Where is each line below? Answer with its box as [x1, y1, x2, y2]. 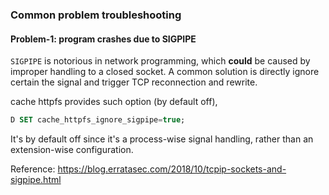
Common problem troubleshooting [10, 8, 182, 22]
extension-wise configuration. [10, 144, 134, 155]
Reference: [10, 163, 56, 175]
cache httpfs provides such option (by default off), [10, 96, 218, 108]
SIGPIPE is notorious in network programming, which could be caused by [10, 55, 311, 67]
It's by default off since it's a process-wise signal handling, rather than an [10, 133, 314, 145]
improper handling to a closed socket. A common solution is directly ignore [10, 66, 320, 78]
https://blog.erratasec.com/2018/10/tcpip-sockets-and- [57, 163, 287, 175]
